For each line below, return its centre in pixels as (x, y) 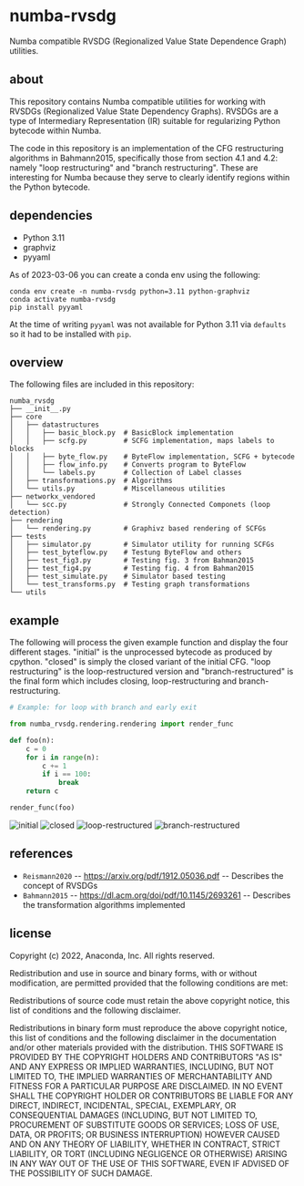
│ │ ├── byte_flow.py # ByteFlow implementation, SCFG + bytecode (152, 457)
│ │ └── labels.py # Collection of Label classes (126, 473)
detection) (30, 513)
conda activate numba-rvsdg (63, 299)
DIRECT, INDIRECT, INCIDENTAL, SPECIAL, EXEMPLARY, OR (123, 1105)
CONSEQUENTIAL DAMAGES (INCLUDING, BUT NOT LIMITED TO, (133, 1115)
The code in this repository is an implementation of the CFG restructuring (147, 148)
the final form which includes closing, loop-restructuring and (123, 681)
